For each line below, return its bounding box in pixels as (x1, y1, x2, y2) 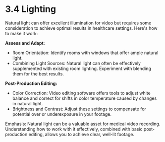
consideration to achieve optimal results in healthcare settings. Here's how (5, 25, 158, 31)
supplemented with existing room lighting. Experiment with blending (12, 66, 151, 71)
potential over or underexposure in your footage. (12, 111, 112, 117)
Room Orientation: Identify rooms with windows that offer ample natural (12, 50, 159, 56)
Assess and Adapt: (5, 40, 46, 46)
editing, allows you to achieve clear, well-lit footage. (28, 131, 135, 137)
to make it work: (5, 30, 38, 36)
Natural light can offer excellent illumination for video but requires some (5, 20, 152, 26)
